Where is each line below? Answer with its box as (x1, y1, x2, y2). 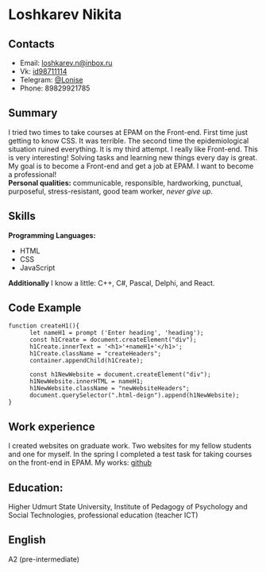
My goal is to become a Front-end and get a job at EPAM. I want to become (8, 161, 254, 171)
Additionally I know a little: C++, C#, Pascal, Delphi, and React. (8, 278, 215, 287)
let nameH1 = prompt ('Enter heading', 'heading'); (29, 329, 204, 337)
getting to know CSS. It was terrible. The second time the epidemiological (8, 136, 249, 145)
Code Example (8, 301, 82, 315)
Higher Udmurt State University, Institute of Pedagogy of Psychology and (8, 502, 248, 512)
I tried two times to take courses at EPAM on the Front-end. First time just (8, 127, 248, 136)
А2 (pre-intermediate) (8, 554, 80, 564)
